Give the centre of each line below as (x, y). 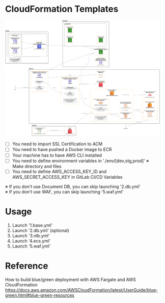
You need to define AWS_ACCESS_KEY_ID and (59, 171)
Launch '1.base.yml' (32, 225)
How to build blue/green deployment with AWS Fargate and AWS (70, 279)
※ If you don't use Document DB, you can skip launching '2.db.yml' (73, 186)
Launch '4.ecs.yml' (31, 241)
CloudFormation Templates (62, 9)
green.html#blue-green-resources (40, 295)
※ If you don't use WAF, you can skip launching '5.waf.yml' (64, 192)
